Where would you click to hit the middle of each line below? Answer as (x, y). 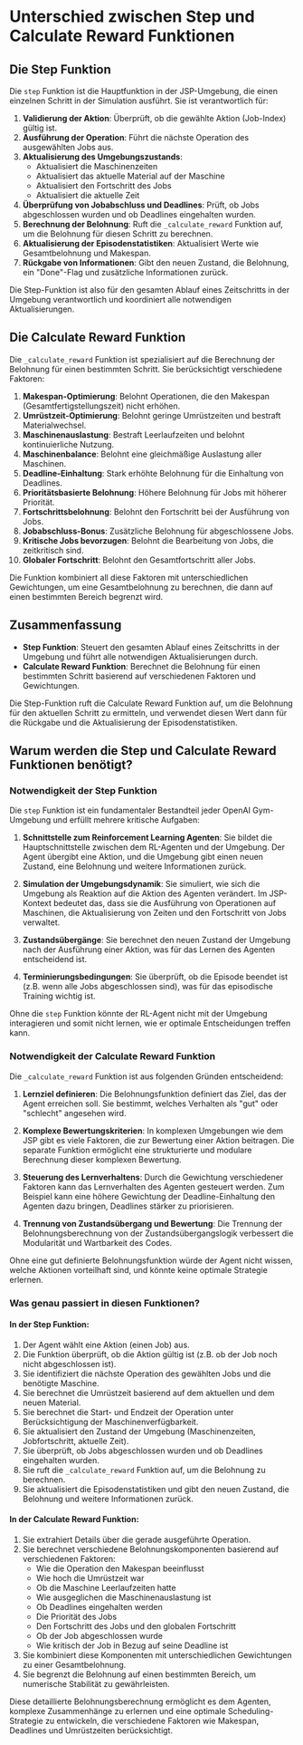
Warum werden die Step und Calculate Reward (143, 751)
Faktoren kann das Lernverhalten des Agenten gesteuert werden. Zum (153, 1186)
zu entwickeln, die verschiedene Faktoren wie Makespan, (152, 1721)
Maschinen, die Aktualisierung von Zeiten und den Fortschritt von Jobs (154, 913)
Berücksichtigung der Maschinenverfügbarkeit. (110, 1422)
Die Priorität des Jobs (76, 1616)
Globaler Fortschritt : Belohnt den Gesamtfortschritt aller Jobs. (139, 560)
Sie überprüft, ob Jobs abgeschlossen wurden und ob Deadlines (143, 1451)
